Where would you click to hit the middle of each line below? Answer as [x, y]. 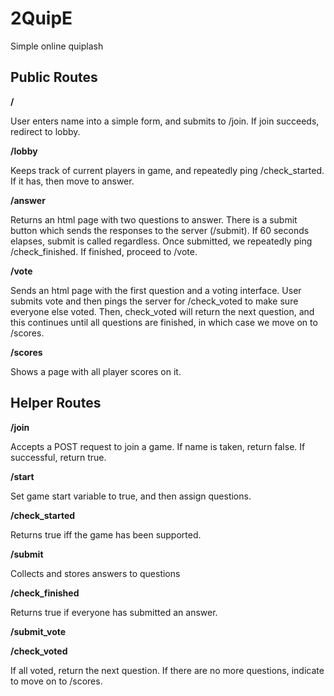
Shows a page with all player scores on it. [96, 371]
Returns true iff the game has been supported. [106, 534]
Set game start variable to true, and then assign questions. [131, 496]
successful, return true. [58, 457]
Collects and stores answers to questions [95, 573]
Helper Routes [56, 403]
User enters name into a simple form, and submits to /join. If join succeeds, [165, 121]
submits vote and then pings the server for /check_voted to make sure [154, 301]
